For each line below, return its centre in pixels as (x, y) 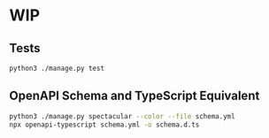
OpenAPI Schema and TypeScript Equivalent (134, 96)
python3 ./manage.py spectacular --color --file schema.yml (123, 116)
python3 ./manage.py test (57, 68)
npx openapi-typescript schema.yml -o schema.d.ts (104, 125)
